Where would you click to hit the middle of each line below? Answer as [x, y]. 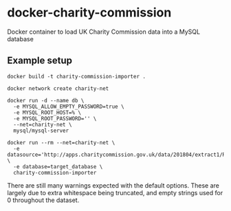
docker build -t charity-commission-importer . [77, 76]
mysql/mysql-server [41, 131]
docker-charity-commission [89, 13]
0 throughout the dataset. [43, 200]
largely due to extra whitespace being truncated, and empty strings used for [115, 192]
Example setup [40, 61]
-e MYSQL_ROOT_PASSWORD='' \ [55, 118]
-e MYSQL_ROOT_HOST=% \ [47, 112]
